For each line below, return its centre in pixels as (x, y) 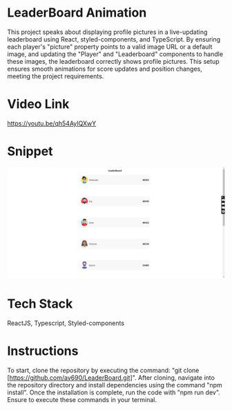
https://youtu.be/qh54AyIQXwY (52, 123)
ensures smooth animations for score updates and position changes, (105, 69)
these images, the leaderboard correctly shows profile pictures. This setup (113, 61)
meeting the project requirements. (56, 76)
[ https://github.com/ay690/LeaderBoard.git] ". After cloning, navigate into (111, 377)
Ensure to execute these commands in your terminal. (82, 399)
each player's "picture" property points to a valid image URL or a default (110, 46)
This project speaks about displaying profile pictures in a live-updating (107, 32)
